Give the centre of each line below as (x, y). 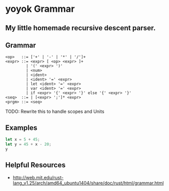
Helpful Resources (35, 165)
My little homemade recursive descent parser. (81, 28)
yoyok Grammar (40, 9)
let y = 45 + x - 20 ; (28, 144)
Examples (21, 128)
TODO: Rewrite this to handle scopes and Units (55, 111)
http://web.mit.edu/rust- (38, 177)
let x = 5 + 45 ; (23, 140)
